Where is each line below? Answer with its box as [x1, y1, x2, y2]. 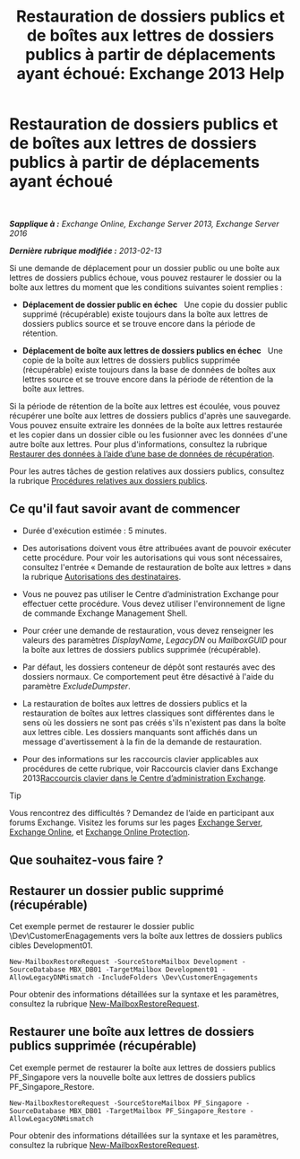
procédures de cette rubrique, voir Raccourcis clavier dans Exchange [21, 763, 279, 774]
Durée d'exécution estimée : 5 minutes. [21, 525, 167, 536]
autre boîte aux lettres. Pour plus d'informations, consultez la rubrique [9, 438, 268, 450]
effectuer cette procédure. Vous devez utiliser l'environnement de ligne [21, 598, 286, 609]
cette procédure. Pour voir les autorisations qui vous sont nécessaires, [21, 552, 284, 563]
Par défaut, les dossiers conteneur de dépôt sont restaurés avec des [21, 662, 276, 672]
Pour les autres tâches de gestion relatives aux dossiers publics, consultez [9, 465, 285, 477]
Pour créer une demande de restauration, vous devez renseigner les [21, 625, 275, 636]
